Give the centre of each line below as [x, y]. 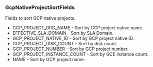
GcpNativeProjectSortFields [40, 7]
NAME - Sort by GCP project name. [49, 60]
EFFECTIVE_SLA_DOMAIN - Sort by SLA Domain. [63, 33]
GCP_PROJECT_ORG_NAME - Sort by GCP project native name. [78, 28]
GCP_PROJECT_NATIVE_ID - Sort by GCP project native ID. [73, 38]
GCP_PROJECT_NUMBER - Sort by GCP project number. [70, 49]
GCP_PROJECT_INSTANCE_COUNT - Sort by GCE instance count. [80, 54]
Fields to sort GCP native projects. [40, 18]
